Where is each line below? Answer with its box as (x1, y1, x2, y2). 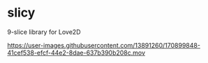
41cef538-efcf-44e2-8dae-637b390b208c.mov (7, 48, 145, 57)
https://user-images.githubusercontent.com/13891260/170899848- (7, 41, 201, 49)
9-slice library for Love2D (7, 28, 81, 36)
